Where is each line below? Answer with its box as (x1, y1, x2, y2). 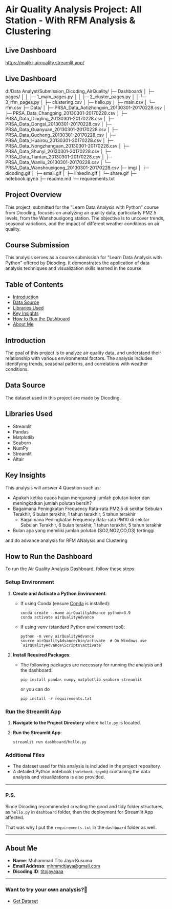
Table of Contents (5, 280, 64, 289)
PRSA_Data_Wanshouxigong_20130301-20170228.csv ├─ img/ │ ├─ (5, 165, 149, 171)
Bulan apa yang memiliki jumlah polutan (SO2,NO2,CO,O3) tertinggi (12, 527, 155, 533)
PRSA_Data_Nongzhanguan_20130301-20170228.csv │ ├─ (5, 142, 130, 149)
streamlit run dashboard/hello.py (12, 739, 87, 744)
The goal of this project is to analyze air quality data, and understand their (5, 350, 161, 356)
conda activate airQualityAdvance (20, 614, 94, 620)
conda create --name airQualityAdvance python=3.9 (20, 610, 131, 615)
